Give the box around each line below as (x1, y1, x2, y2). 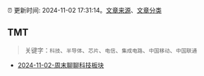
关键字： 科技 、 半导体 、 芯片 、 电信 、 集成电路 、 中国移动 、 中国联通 (24, 46, 198, 54)
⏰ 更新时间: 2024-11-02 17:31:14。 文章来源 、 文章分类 (7, 6, 162, 14)
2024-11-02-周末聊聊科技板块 (17, 61, 104, 69)
